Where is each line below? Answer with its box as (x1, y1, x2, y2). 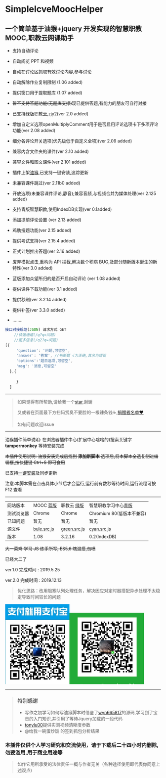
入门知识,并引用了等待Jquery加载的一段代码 (33, 716, 123, 722)
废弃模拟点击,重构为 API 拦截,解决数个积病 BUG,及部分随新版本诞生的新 (12, 259, 158, 265)
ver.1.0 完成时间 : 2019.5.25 (5, 566, 60, 572)
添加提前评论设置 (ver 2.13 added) (12, 217, 82, 223)
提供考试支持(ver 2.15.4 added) (12, 238, 76, 243)
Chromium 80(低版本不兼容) (89, 510, 147, 516)
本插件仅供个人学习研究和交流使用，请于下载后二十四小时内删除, (5, 741, 159, 748)
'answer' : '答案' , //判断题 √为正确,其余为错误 (16, 353, 106, 358)
